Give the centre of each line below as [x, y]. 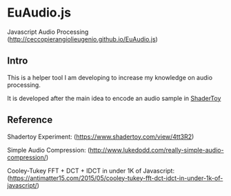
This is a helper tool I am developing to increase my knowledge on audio [110, 77]
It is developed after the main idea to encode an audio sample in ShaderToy [114, 98]
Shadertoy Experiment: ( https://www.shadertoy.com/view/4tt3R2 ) [101, 137]
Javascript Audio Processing [48, 32]
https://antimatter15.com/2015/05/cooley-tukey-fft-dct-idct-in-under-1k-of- [116, 178]
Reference [30, 120]
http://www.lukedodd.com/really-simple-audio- [157, 150]
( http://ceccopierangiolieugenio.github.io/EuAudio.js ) [83, 39]
